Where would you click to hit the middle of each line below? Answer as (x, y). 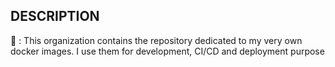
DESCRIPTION (55, 16)
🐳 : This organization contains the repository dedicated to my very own (156, 40)
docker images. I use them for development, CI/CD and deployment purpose (167, 51)
